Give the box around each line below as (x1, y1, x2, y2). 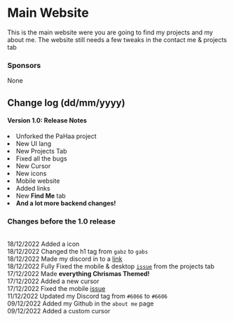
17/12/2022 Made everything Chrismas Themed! (7, 270, 150, 278)
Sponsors (7, 60, 41, 70)
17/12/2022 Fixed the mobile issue (7, 285, 106, 293)
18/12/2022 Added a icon (7, 240, 80, 248)
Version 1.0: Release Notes (7, 116, 88, 125)
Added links (16, 184, 50, 192)
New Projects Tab (16, 146, 67, 155)
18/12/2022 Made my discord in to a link (7, 254, 123, 264)
